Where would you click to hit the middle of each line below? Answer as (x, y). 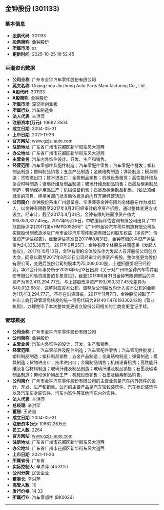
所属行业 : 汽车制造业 (33, 110)
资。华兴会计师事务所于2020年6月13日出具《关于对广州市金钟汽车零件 (83, 269)
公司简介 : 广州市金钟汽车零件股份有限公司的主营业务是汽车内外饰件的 (82, 381)
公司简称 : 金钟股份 (31, 338)
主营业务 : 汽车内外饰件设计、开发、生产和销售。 (60, 159)
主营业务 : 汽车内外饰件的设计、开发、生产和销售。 (62, 344)
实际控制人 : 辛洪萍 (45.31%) (40, 467)
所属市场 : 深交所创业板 (35, 104)
